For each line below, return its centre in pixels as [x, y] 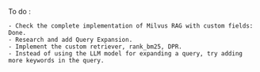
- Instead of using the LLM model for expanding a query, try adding [126, 54]
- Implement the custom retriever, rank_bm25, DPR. [95, 47]
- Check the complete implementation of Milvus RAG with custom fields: [131, 26]
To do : [20, 11]
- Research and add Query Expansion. [71, 40]
